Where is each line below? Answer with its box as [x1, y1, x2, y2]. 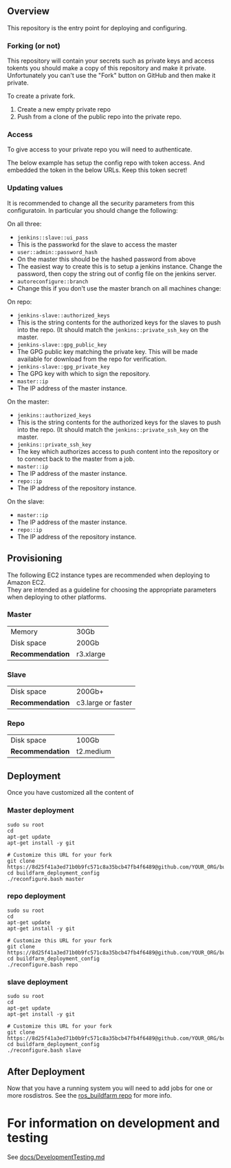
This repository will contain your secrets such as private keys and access [7, 56, 214, 65]
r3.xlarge [76, 649, 106, 658]
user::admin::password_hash [16, 249, 98, 255]
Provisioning [7, 552, 63, 564]
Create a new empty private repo [16, 105, 111, 114]
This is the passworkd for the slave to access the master [16, 240, 177, 249]
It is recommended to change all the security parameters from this [7, 199, 195, 207]
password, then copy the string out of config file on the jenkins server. [16, 269, 217, 278]
